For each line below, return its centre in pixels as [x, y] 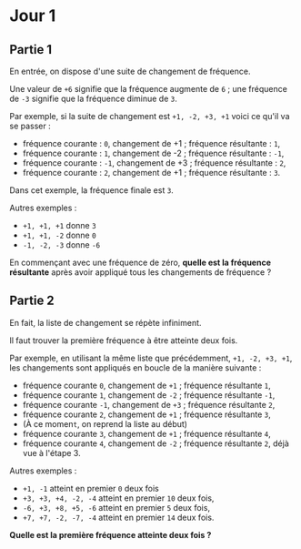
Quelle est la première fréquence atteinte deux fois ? [110, 534]
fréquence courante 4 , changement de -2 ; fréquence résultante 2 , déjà [156, 443]
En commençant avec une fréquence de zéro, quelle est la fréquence [140, 262]
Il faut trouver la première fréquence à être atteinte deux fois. [124, 340]
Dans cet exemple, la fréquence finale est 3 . [92, 190]
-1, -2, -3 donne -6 [61, 245]
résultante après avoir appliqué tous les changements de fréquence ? [140, 272]
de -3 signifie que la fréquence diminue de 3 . [93, 98]
